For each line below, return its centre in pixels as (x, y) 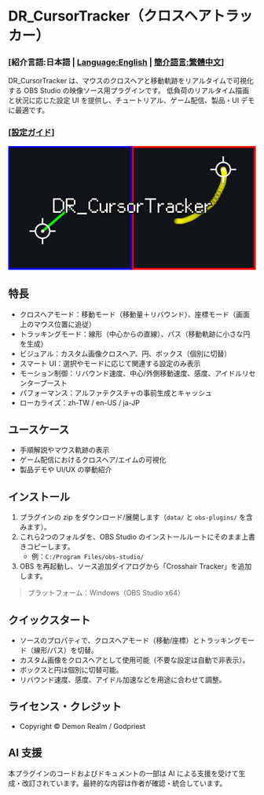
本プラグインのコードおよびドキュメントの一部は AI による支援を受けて (123, 773)
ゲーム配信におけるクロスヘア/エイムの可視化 (93, 460)
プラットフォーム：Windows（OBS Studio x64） (106, 593)
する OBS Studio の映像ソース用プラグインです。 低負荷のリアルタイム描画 (129, 90)
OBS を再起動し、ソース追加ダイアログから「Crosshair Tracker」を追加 (136, 566)
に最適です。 (29, 110)
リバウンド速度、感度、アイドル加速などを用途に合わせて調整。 (123, 680)
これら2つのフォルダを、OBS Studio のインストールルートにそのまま (130, 537)
